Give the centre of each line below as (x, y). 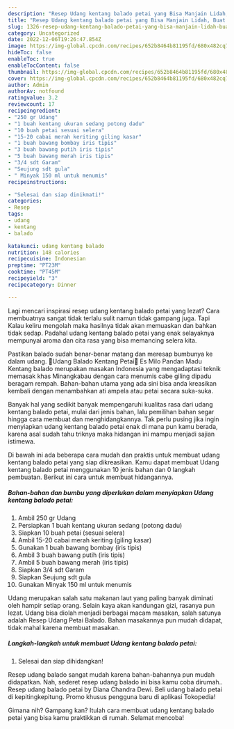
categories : (25, 201)
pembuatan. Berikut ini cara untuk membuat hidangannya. (91, 477)
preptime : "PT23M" (34, 265)
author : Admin (28, 85)
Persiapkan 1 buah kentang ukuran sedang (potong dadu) (100, 525)
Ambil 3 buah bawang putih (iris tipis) (72, 555)
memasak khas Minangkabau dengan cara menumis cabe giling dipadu (110, 376)
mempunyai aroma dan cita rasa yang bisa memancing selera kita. (102, 340)
